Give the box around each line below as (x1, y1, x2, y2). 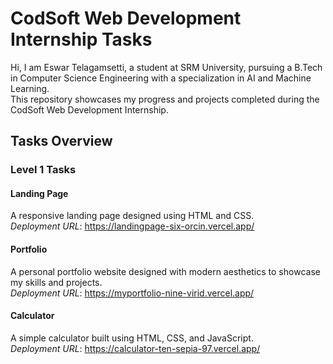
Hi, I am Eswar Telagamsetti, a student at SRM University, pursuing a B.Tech (10, 61, 323, 73)
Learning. (10, 82, 50, 94)
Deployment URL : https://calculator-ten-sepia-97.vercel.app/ (10, 342, 261, 354)
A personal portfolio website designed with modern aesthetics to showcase (10, 265, 321, 277)
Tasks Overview (10, 133, 113, 150)
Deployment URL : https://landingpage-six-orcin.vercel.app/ (10, 220, 255, 232)
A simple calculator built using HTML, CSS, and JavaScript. (10, 332, 254, 344)
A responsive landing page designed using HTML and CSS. (10, 210, 255, 222)
